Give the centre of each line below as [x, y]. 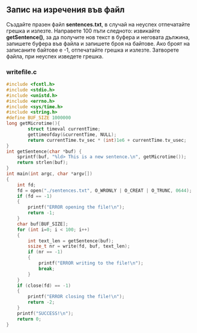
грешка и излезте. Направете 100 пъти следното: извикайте [83, 31]
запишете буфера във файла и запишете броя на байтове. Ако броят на [98, 43]
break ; [47, 269]
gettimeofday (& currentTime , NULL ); [72, 135]
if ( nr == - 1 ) [45, 252]
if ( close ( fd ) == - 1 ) [44, 286]
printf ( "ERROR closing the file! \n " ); [76, 297]
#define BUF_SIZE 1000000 [38, 118]
